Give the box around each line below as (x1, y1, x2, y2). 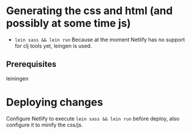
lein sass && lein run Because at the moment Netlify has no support (14, 36, 185, 43)
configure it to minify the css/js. (6, 121, 83, 128)
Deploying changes (6, 95, 103, 109)
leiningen (6, 75, 28, 82)
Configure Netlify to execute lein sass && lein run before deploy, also (6, 115, 180, 122)
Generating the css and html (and (6, 4, 173, 18)
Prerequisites (6, 59, 57, 69)
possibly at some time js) (6, 16, 131, 30)
